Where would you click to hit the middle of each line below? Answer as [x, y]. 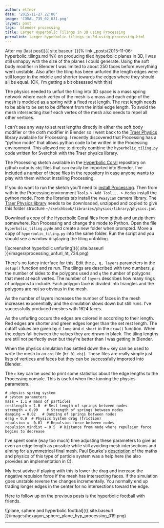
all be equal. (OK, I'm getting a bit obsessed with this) [59, 82]
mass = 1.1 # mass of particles [38, 401]
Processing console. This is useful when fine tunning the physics [70, 379]
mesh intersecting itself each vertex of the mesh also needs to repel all [76, 112]
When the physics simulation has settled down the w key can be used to [77, 348]
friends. [13, 501]
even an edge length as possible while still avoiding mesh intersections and [81, 445]
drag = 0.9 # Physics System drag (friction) [53, 418]
